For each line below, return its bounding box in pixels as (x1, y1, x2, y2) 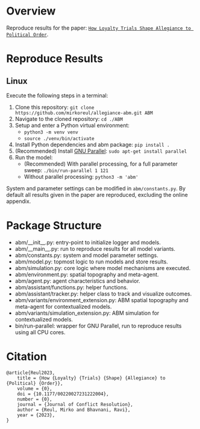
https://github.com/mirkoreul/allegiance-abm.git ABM (14, 110, 153, 116)
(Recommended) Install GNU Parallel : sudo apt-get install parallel (14, 147, 187, 155)
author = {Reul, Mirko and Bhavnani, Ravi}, (17, 407, 131, 413)
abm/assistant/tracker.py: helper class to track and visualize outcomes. (14, 290, 192, 297)
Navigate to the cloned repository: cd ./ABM (14, 115, 123, 122)
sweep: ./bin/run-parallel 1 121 (23, 166, 108, 173)
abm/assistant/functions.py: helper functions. (14, 283, 128, 291)
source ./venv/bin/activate (23, 135, 95, 141)
